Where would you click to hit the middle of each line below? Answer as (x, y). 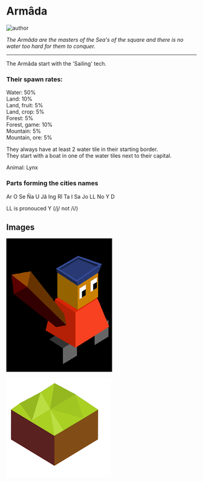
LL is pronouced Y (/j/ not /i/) (42, 208)
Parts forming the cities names (52, 183)
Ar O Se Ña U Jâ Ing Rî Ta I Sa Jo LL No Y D (60, 196)
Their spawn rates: (35, 79)
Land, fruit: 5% (25, 105)
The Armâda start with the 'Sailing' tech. (56, 63)
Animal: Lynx (22, 167)
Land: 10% (19, 99)
